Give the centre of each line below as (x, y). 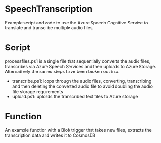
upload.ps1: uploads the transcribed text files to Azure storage (75, 96)
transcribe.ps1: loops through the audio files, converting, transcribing (82, 81)
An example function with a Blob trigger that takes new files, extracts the (78, 130)
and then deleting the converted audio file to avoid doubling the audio (82, 86)
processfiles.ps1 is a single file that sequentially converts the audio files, (78, 61)
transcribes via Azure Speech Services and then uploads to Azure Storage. (81, 66)
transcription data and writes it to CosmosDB (50, 135)
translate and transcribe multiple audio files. (49, 27)
